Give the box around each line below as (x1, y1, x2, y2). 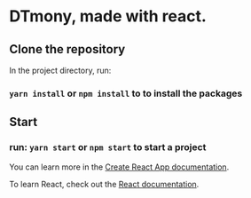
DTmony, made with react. (9, 6, 207, 27)
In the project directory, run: (9, 65, 112, 75)
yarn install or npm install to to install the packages (9, 87, 243, 99)
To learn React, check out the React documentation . (9, 178, 200, 189)
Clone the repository (9, 42, 126, 57)
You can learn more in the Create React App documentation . (9, 162, 230, 172)
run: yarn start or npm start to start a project (9, 141, 207, 154)
